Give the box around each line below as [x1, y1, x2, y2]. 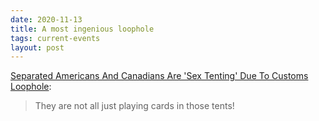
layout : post [10, 42, 65, 53]
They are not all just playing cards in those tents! [34, 100, 235, 112]
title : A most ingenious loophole [10, 24, 155, 34]
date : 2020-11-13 [10, 14, 83, 25]
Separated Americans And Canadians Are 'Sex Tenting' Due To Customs [10, 70, 309, 82]
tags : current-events [10, 33, 101, 43]
